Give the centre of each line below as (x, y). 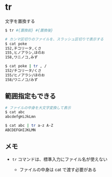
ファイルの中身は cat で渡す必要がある (58, 169)
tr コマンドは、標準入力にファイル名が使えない (60, 159)
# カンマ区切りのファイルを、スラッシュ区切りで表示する (54, 39)
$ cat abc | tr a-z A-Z (29, 126)
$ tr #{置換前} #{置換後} (29, 30)
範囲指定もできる (30, 96)
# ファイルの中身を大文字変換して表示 (38, 108)
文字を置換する (20, 21)
